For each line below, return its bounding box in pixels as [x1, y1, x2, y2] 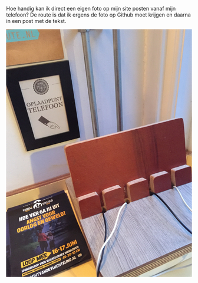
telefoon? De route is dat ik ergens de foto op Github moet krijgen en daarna [6, 11, 192, 18]
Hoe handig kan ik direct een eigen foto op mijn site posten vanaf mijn [6, 5, 176, 12]
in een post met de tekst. [6, 18, 67, 24]
